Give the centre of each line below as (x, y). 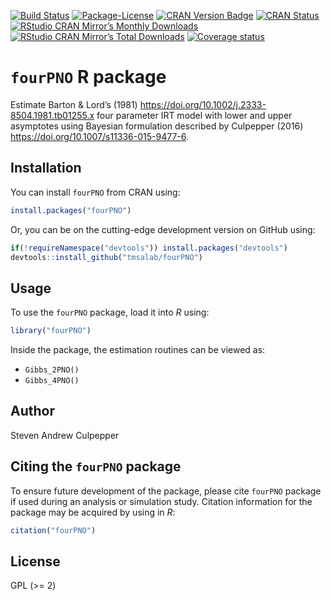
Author (32, 411)
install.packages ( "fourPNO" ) (71, 210)
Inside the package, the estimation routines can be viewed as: (138, 350)
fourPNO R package (88, 77)
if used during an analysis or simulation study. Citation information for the (161, 501)
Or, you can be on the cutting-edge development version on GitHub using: (163, 229)
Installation (46, 168)
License (35, 561)
